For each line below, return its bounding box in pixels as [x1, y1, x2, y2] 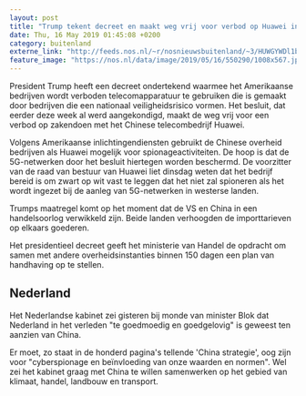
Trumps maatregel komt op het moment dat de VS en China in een [9, 203, 258, 214]
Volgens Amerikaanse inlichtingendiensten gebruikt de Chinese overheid [9, 137, 282, 147]
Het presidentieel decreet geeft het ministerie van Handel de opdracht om [9, 240, 287, 250]
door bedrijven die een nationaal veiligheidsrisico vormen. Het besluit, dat [9, 100, 286, 110]
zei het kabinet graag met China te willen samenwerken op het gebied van [9, 366, 288, 377]
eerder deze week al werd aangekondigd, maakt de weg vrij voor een [9, 110, 270, 120]
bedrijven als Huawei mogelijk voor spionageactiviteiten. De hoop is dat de [9, 147, 290, 157]
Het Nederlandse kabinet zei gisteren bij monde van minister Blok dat [9, 310, 270, 320]
